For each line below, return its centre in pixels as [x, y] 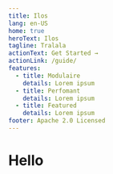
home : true [26, 31]
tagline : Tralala [37, 46]
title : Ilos [28, 16]
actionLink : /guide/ [43, 61]
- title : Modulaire [48, 76]
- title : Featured [46, 106]
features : [25, 68]
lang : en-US [28, 23]
